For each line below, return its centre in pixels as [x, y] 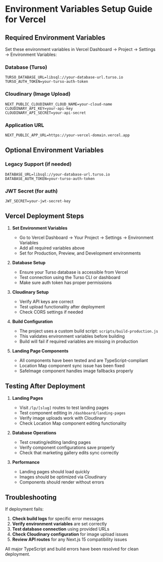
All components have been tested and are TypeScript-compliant [84, 360]
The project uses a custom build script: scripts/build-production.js [89, 331]
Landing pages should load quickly [54, 471]
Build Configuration [32, 321]
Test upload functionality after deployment [62, 307]
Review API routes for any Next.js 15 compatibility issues [70, 539]
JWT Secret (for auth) [31, 191]
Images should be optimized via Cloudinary [63, 477]
